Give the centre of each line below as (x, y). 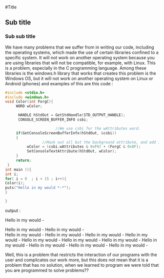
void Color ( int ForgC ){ (29, 102)
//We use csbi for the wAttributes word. (98, 128)
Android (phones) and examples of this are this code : (59, 83)
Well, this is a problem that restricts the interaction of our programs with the (81, 254)
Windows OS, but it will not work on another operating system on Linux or (79, 78)
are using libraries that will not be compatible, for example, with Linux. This (80, 63)
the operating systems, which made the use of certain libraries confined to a (82, 52)
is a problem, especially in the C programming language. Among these (76, 68)
